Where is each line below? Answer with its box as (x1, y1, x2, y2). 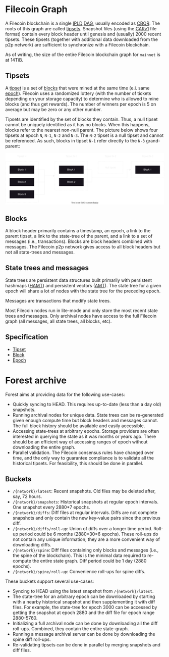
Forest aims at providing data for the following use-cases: (5, 391, 125, 397)
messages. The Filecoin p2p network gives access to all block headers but (5, 243, 160, 249)
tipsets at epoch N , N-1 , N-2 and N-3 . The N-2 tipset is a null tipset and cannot (5, 132, 164, 138)
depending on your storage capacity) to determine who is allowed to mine (5, 95, 159, 102)
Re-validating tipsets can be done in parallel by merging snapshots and (12, 642, 160, 648)
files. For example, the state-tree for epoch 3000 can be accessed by (12, 604, 157, 611)
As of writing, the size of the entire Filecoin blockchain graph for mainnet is (5, 52, 160, 58)
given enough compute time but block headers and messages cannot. (12, 417, 158, 423)
